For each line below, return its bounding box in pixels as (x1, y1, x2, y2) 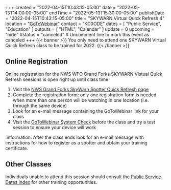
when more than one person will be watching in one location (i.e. (12, 97, 149, 103)
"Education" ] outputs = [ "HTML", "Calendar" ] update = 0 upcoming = (5, 26, 155, 32)
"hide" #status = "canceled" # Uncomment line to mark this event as (5, 32, 150, 37)
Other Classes (5, 160, 52, 168)
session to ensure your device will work (12, 124, 96, 130)
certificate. (5, 145, 28, 151)
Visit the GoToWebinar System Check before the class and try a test (12, 119, 156, 125)
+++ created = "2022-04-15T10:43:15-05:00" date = (5, 5, 116, 10)
